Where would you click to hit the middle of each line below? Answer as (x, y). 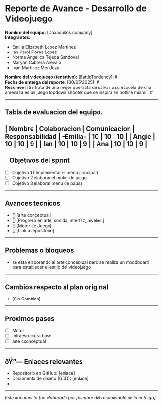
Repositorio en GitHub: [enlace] (43, 373)
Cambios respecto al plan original (57, 287)
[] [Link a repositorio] (33, 230)
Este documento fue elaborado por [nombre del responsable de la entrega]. (81, 397)
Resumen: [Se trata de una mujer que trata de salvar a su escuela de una (78, 87)
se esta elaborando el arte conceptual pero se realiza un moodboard (81, 262)
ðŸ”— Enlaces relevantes (44, 361)
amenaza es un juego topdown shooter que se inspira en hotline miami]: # (79, 92)
